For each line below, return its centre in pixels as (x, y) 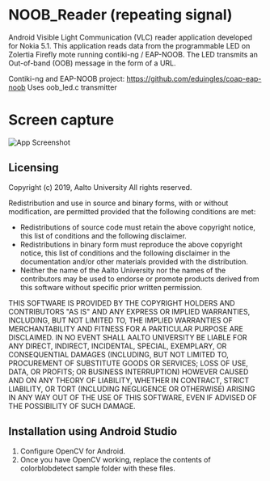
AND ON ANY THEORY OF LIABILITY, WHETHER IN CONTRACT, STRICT (129, 380)
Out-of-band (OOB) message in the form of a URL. (92, 63)
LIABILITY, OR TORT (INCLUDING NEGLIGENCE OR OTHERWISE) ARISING (132, 389)
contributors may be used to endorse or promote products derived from (139, 278)
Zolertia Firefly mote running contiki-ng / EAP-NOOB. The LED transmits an (133, 54)
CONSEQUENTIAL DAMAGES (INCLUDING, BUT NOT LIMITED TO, (118, 354)
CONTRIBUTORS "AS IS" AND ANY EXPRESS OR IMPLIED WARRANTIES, (129, 311)
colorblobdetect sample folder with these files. (98, 468)
